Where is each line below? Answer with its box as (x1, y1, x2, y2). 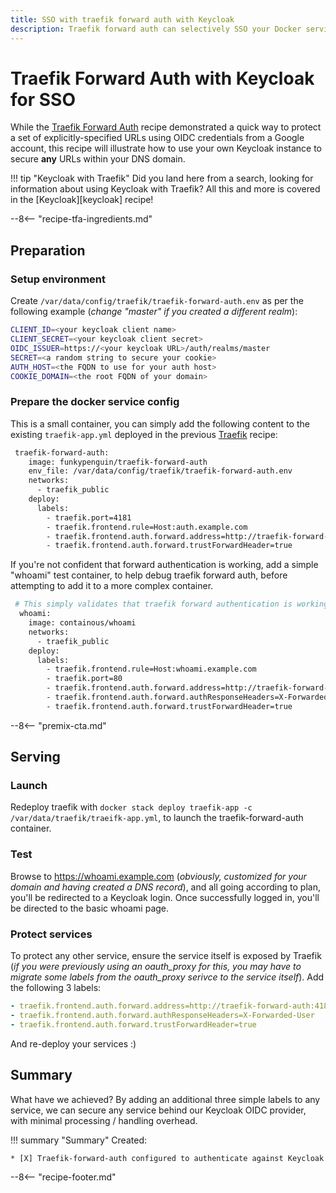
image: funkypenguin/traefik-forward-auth (28, 457, 208, 467)
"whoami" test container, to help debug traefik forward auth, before (10, 569, 288, 581)
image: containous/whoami (28, 618, 137, 628)
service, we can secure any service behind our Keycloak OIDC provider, (10, 1104, 307, 1116)
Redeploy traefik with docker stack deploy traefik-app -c (10, 801, 253, 813)
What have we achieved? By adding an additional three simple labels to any (10, 1093, 321, 1105)
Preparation (10, 242, 86, 259)
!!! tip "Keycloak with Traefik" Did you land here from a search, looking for (10, 172, 314, 185)
